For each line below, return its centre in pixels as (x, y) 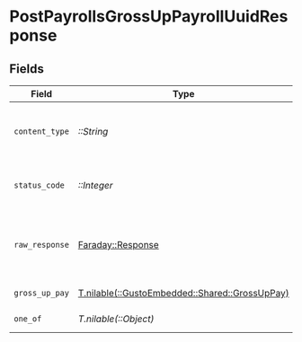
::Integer (95, 185)
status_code (40, 185)
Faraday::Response (118, 245)
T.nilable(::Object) (116, 319)
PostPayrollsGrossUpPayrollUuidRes (149, 17)
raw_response (42, 245)
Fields (27, 69)
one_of (28, 319)
